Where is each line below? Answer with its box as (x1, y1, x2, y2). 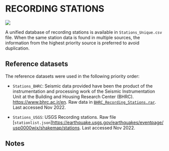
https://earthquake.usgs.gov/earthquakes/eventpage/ (52, 119, 164, 125)
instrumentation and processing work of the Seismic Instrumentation (12, 88, 155, 94)
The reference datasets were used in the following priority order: (5, 73, 140, 79)
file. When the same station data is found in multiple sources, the (5, 34, 140, 40)
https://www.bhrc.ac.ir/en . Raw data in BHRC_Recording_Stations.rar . (12, 99, 156, 105)
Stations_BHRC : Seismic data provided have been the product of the (12, 83, 153, 89)
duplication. (5, 45, 30, 51)
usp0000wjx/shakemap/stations (12, 124, 80, 131)
